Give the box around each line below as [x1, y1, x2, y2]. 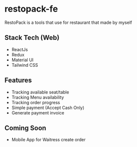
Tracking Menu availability [11, 94, 64, 100]
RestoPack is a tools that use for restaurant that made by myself [4, 19, 132, 25]
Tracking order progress [11, 99, 60, 105]
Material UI [11, 57, 34, 63]
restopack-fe [4, 3, 58, 15]
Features [4, 76, 32, 85]
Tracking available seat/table [11, 89, 69, 95]
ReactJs [11, 46, 28, 52]
